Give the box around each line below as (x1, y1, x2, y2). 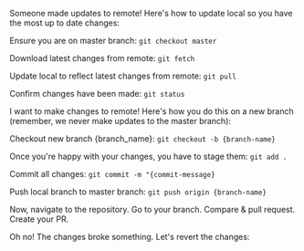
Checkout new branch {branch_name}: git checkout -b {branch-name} (9, 133, 277, 144)
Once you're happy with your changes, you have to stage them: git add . (9, 151, 288, 162)
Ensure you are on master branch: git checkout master (9, 36, 217, 46)
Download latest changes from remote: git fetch (9, 53, 195, 63)
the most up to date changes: (9, 17, 121, 28)
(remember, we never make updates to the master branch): (9, 116, 231, 126)
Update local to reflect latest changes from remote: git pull (9, 70, 237, 81)
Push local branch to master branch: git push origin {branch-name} (9, 186, 267, 197)
